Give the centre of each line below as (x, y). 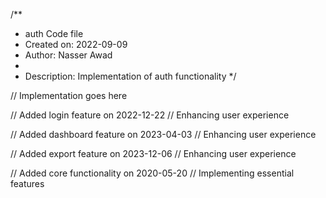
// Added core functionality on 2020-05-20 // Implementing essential (152, 173)
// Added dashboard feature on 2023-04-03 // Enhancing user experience (163, 134)
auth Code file (54, 33)
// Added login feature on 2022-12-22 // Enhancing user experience (150, 115)
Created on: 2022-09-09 (76, 44)
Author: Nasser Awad (68, 55)
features (27, 183)
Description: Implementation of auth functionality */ (130, 76)
